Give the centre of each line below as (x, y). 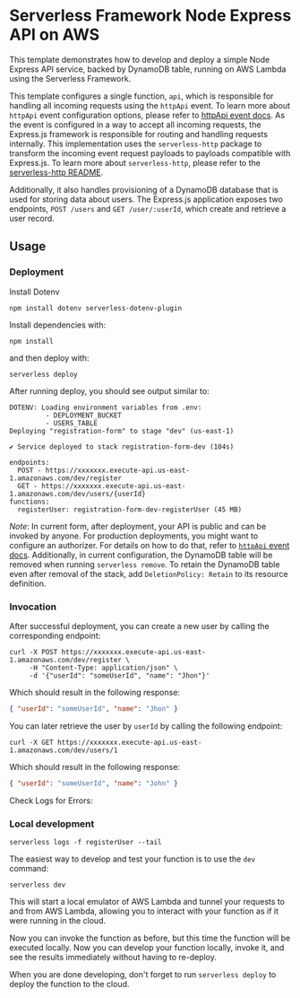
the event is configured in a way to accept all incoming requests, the (135, 124)
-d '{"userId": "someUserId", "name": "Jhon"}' (120, 675)
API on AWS (55, 35)
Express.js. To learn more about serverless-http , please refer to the (135, 162)
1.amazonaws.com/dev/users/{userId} (77, 494)
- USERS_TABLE (72, 423)
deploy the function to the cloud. (69, 984)
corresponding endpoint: (55, 635)
